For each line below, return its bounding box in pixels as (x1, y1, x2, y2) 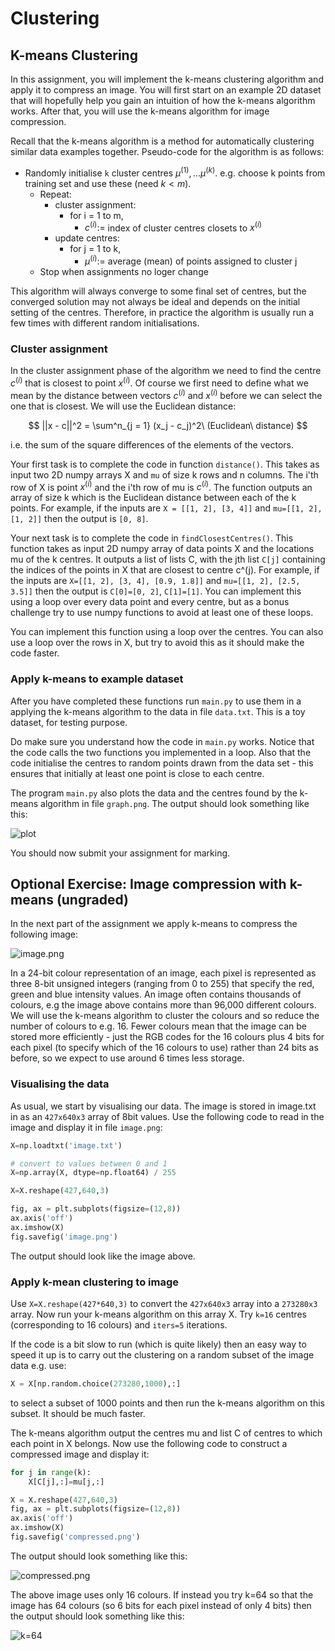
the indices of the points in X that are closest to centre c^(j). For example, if (10, 564, 320, 576)
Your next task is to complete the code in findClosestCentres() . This (10, 532, 294, 544)
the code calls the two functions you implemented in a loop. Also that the (10, 746, 312, 758)
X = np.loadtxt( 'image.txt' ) (10, 1140, 123, 1151)
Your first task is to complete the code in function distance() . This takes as (10, 458, 320, 470)
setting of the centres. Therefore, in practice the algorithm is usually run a (10, 306, 315, 318)
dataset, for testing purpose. (10, 716, 128, 728)
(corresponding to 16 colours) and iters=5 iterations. (10, 1318, 228, 1331)
